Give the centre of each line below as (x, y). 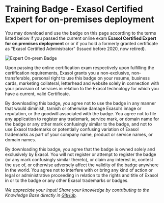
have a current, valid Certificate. (38, 94)
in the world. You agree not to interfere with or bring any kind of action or (79, 170)
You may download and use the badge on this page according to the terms (81, 33)
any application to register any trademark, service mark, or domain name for (82, 119)
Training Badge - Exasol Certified (74, 9)
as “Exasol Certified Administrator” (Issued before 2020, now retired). (76, 49)
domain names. (21, 140)
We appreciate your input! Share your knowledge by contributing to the (77, 190)
